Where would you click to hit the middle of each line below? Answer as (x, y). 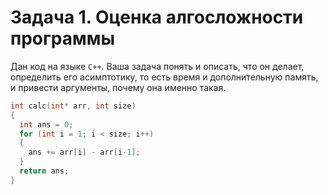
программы (63, 38)
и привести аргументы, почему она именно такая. (118, 87)
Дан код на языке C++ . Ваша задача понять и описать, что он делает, (157, 66)
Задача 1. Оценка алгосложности (157, 17)
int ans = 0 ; (46, 124)
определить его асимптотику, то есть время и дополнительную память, (164, 77)
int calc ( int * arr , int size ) (73, 106)
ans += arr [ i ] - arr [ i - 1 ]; (84, 152)
